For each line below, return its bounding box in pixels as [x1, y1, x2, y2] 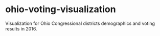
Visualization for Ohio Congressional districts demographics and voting [5, 20, 155, 26]
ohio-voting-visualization [5, 4, 116, 15]
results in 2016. [5, 25, 37, 31]
